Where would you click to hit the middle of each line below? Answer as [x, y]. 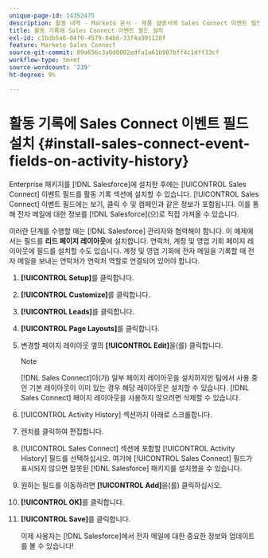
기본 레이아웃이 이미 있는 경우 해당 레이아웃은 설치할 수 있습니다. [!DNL [139, 388]
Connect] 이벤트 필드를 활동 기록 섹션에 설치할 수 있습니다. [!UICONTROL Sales [134, 194]
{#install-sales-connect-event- [144, 143]
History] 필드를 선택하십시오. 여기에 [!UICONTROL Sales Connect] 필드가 [136, 458]
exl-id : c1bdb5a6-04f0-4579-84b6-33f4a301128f [87, 38]
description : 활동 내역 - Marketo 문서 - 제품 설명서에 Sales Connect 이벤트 [128, 23]
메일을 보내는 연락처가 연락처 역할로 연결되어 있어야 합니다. [109, 260]
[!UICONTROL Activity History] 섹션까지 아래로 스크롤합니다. [117, 414]
